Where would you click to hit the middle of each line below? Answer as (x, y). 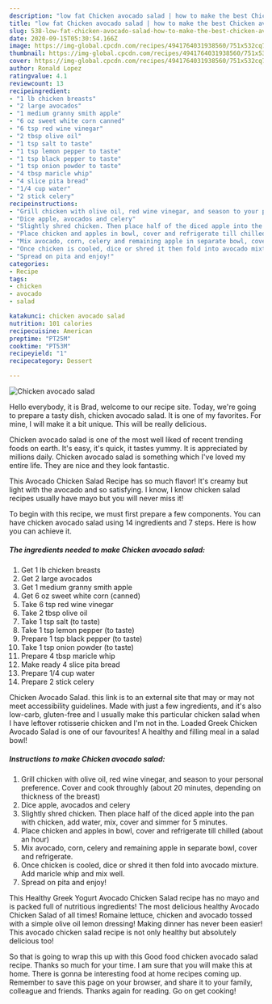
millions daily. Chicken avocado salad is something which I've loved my (128, 457)
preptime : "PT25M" (40, 339)
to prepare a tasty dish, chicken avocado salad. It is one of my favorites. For (135, 416)
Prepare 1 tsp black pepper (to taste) (82, 639)
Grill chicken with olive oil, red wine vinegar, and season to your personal (142, 779)
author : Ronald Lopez (46, 69)
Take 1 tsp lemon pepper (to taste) (78, 630)
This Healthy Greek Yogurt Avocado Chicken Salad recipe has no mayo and (134, 897)
